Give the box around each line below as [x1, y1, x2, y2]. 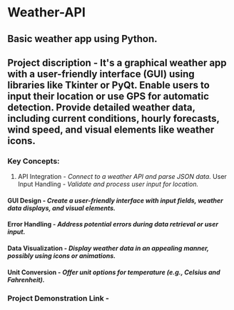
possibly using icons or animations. [7, 252, 116, 260]
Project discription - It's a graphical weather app [7, 56, 227, 68]
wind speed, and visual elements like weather [7, 123, 215, 135]
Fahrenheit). [7, 275, 45, 284]
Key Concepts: [7, 156, 60, 166]
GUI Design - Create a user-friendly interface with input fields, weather [7, 196, 223, 205]
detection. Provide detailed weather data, [7, 101, 195, 113]
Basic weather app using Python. [7, 33, 158, 45]
